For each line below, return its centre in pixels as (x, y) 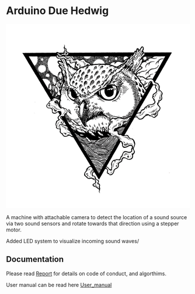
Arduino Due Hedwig (58, 11)
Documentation (35, 259)
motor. (14, 230)
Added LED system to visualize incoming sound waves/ (72, 241)
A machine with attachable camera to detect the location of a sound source (97, 217)
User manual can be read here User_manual (59, 285)
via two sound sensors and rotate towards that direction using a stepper (93, 223)
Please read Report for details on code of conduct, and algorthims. (86, 274)
